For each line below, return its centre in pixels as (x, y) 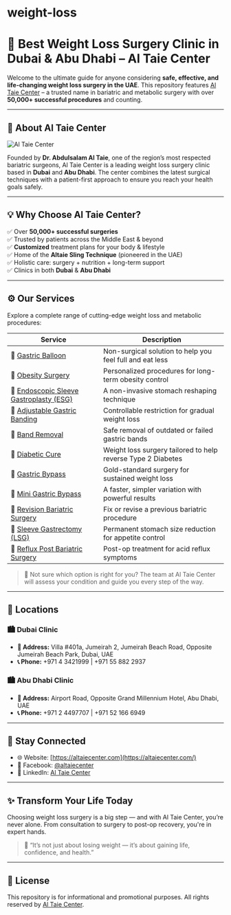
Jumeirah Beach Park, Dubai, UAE (65, 654)
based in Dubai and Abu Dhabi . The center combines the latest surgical (109, 172)
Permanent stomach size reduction (159, 529)
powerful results (129, 498)
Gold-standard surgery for (146, 470)
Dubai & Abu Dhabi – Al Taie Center (109, 59)
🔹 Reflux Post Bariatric (47, 549)
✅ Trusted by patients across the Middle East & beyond (85, 239)
